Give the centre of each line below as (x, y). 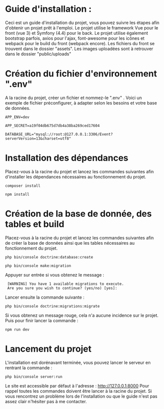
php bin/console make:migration (38, 266)
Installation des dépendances (67, 158)
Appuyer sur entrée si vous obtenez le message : (55, 275)
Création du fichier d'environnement (81, 74)
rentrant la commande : (29, 368)
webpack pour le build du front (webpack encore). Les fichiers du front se (80, 43)
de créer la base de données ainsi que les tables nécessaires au (70, 243)
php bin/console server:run (34, 377)
